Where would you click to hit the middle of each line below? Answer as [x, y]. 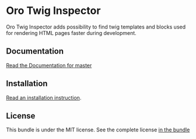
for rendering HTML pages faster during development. [71, 33]
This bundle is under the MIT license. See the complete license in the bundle [98, 130]
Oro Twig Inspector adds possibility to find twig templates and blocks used [96, 27]
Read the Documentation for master [49, 65]
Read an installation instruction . [44, 98]
